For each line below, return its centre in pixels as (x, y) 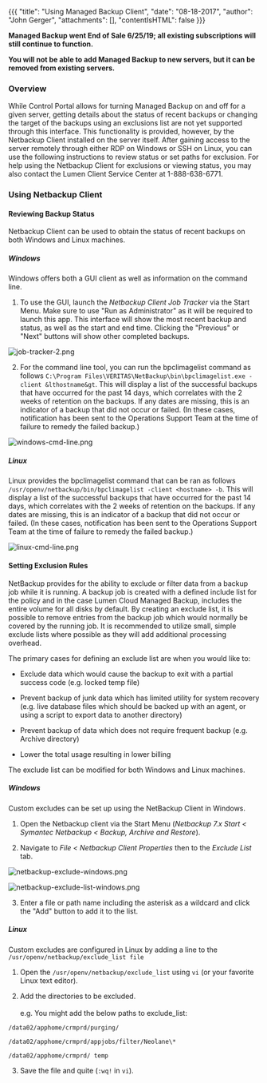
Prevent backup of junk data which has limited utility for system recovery (139, 698)
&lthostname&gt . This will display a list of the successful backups (151, 384)
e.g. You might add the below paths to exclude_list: (103, 1013)
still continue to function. (51, 44)
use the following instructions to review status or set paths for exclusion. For (133, 157)
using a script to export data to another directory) (101, 715)
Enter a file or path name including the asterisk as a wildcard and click (135, 902)
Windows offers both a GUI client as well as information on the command (128, 278)
